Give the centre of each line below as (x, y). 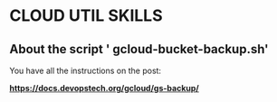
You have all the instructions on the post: (85, 70)
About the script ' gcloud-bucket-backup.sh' (139, 49)
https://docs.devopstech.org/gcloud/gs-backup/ (104, 88)
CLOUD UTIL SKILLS (86, 16)
